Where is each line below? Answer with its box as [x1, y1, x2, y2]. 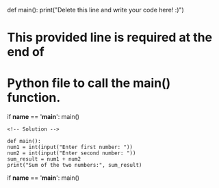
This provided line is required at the [7, 30, 213, 45]
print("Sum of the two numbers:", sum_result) [7, 162, 142, 169]
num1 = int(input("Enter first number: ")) [7, 144, 133, 151]
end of [7, 44, 44, 60]
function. [7, 90, 61, 105]
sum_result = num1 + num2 [7, 156, 81, 163]
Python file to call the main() [7, 75, 171, 91]
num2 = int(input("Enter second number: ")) [7, 150, 136, 157]
